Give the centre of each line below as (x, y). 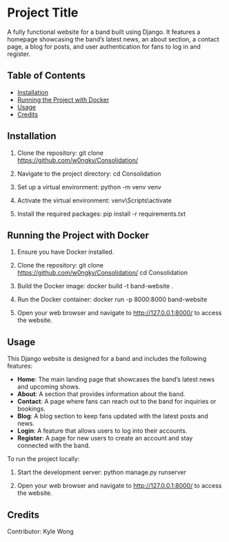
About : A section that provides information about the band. (101, 394)
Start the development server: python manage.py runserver (101, 472)
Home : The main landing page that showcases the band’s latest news (116, 380)
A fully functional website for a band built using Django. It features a (104, 32)
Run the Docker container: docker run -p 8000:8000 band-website (112, 299)
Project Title (43, 13)
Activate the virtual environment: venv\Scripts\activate (94, 200)
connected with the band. (54, 446)
